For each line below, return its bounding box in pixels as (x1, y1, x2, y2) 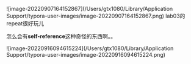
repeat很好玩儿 (6, 20, 45, 27)
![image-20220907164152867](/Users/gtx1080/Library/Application (6, 5, 173, 12)
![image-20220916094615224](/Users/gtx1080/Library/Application (6, 45, 174, 52)
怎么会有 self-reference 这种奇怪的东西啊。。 (6, 33, 117, 40)
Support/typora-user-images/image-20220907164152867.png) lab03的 (6, 12, 186, 19)
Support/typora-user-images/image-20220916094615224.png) (6, 51, 166, 58)
